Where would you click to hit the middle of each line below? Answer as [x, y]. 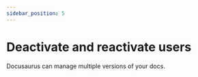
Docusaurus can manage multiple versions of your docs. [86, 66]
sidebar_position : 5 [36, 13]
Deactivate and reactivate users [99, 47]
